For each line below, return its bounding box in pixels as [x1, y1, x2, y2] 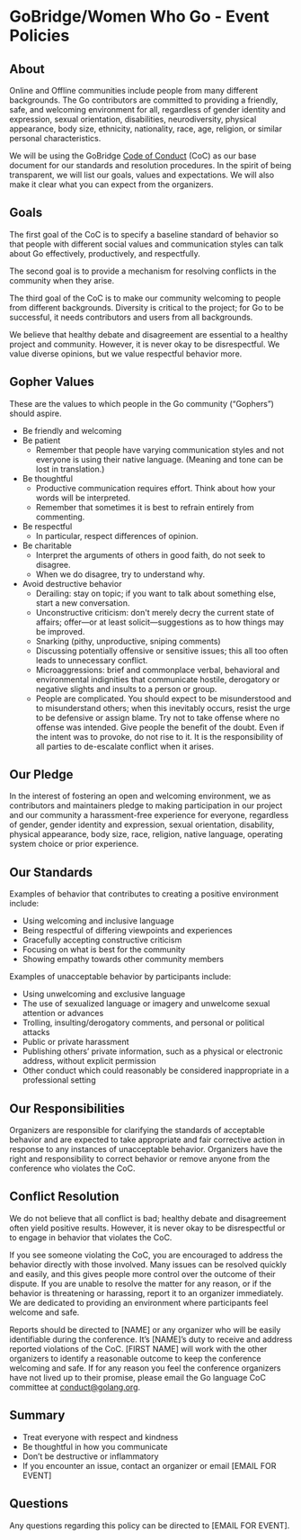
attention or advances [22, 1008, 104, 1019]
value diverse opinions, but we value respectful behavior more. [9, 348, 243, 359]
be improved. [35, 626, 85, 636]
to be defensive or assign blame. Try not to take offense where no [35, 712, 280, 723]
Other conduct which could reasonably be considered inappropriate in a [22, 1065, 289, 1076]
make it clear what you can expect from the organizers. [9, 179, 214, 190]
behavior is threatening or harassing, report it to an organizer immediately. [9, 1287, 284, 1298]
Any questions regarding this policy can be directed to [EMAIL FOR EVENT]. [9, 1519, 290, 1531]
